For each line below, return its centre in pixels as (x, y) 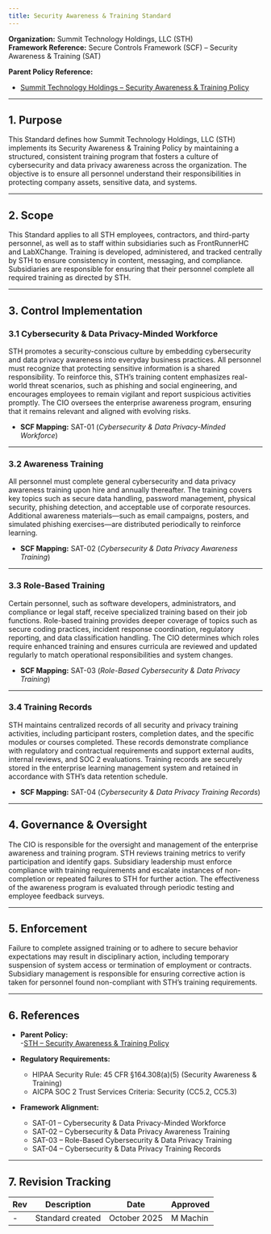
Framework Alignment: (59, 1107)
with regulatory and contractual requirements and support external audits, (131, 751)
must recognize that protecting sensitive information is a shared (114, 368)
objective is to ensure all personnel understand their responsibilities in (125, 174)
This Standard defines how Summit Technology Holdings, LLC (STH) (122, 140)
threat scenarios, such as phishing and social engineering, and (133, 385)
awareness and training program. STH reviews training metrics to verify (127, 853)
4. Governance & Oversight (78, 825)
